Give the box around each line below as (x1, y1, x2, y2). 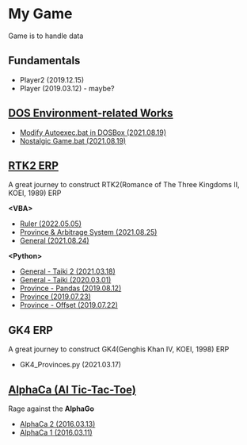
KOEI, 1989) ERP (8, 188, 62, 198)
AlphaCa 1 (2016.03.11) (19, 428, 93, 437)
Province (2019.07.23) (19, 292, 91, 301)
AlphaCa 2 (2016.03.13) (19, 420, 96, 428)
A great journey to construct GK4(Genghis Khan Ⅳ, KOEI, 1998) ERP (8, 344, 230, 354)
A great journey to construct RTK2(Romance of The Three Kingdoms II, (8, 180, 240, 190)
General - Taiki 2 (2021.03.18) (19, 267, 116, 276)
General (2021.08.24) (19, 236, 89, 246)
